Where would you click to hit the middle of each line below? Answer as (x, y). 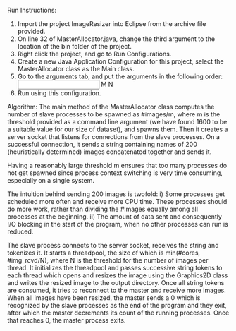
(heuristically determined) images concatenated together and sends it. (110, 152)
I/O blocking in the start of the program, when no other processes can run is (118, 224)
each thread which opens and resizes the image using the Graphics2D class (118, 275)
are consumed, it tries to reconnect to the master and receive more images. (117, 290)
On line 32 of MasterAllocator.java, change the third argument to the (116, 39)
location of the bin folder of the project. (74, 46)
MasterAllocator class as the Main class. (76, 69)
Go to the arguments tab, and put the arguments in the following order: (120, 76)
